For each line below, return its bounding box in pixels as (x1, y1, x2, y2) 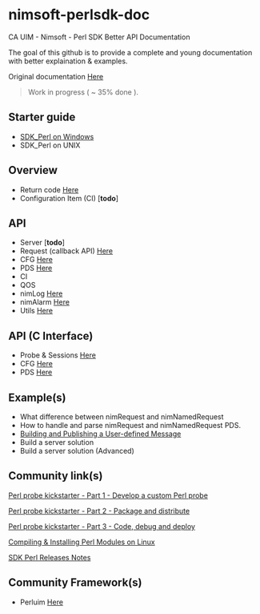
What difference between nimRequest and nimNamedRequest (19, 412, 224, 422)
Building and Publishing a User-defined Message (19, 429, 182, 438)
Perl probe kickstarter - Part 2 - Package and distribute (8, 506, 190, 515)
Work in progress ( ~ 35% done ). (27, 87, 138, 97)
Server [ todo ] (19, 238, 66, 248)
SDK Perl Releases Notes (8, 552, 91, 562)
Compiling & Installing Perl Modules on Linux (8, 537, 155, 547)
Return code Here (19, 184, 79, 194)
